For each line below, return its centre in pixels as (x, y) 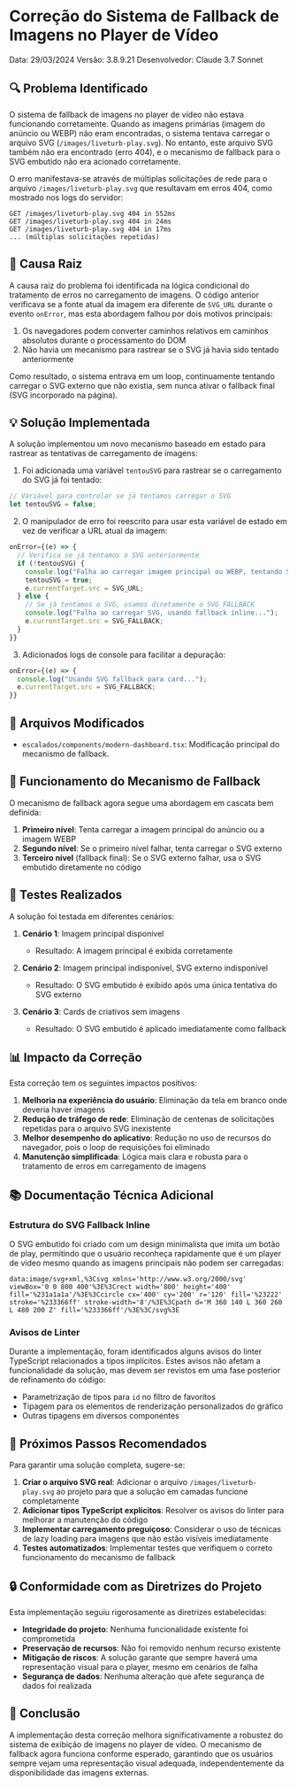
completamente (50, 1501)
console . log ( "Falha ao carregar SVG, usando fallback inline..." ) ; (152, 613)
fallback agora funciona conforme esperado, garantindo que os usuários (141, 1753)
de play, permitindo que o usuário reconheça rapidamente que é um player (145, 1254)
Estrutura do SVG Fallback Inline (80, 1225)
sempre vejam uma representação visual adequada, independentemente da (147, 1763)
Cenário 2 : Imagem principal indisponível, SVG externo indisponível (145, 968)
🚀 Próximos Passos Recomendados (108, 1444)
